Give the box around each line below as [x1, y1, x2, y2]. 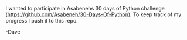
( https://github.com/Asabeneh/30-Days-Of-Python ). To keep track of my [5, 11, 182, 18]
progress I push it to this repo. [5, 17, 79, 24]
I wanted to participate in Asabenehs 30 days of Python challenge [5, 5, 165, 12]
